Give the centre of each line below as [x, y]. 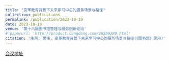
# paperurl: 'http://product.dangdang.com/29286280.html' [68, 34]
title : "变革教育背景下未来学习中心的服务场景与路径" [55, 10]
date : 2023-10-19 [24, 24]
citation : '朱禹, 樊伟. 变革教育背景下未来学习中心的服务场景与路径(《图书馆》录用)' [86, 39]
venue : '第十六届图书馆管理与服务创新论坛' [46, 29]
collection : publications [33, 15]
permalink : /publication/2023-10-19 [44, 19]
